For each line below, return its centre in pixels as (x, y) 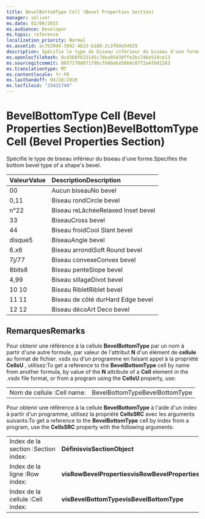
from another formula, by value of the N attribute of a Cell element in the (97, 371)
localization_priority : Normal (46, 40)
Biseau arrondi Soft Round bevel (97, 249)
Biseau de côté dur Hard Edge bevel (103, 299)
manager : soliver (28, 18)
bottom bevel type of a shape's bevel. (54, 165)
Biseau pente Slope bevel (87, 270)
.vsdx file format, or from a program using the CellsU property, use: (91, 378)
